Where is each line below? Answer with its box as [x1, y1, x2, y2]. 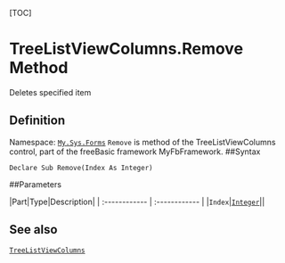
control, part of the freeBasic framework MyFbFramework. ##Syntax [9, 146, 261, 157]
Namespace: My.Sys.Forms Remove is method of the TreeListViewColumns [9, 136, 276, 147]
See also [9, 222, 58, 237]
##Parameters [9, 178, 62, 190]
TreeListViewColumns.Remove [9, 39, 243, 59]
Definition [9, 113, 65, 128]
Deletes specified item [9, 86, 92, 97]
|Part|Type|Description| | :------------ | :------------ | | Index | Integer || [9, 196, 265, 207]
